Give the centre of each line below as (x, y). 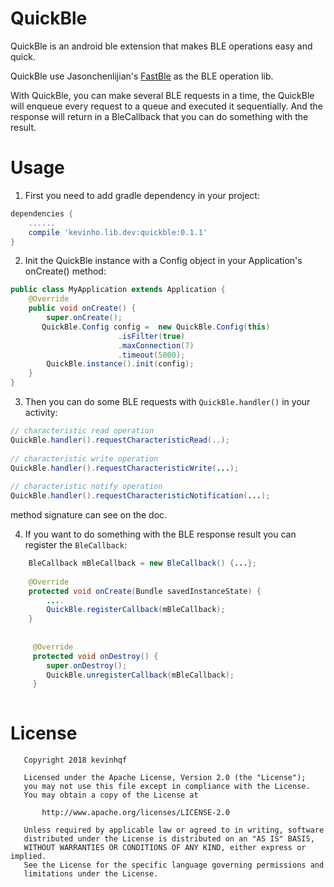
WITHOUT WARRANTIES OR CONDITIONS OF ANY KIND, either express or (165, 848)
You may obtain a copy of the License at (111, 795)
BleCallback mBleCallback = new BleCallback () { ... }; (142, 563)
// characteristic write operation (84, 458)
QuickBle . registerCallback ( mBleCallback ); (136, 610)
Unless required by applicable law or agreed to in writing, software (174, 830)
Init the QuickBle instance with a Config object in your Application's (163, 261)
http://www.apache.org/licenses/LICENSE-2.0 (135, 813)
